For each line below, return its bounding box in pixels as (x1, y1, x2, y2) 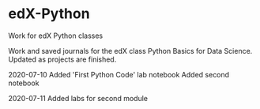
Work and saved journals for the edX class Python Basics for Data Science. (8, 46, 253, 55)
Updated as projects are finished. (8, 54, 117, 64)
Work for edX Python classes (8, 31, 104, 40)
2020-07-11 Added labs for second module (8, 93, 149, 103)
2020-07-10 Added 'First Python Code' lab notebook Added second (8, 70, 230, 79)
